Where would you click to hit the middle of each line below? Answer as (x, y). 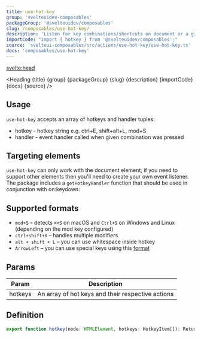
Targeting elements (43, 156)
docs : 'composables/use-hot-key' (48, 51)
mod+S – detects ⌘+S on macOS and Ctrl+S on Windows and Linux (95, 223)
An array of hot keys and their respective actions (106, 294)
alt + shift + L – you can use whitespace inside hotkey (85, 242)
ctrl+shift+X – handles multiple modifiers (66, 236)
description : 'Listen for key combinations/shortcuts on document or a (97, 34)
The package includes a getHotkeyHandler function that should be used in (97, 183)
